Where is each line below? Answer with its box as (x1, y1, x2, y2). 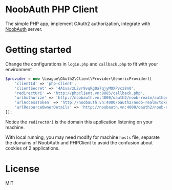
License (5, 163, 40, 175)
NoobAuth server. (5, 26, 42, 32)
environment (5, 66, 32, 72)
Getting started (5, 44, 72, 56)
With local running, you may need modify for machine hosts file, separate (5, 134, 160, 140)
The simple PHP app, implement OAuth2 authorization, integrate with (5, 20, 150, 27)
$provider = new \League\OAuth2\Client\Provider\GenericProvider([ (5, 76, 153, 81)
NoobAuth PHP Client (5, 4, 98, 15)
